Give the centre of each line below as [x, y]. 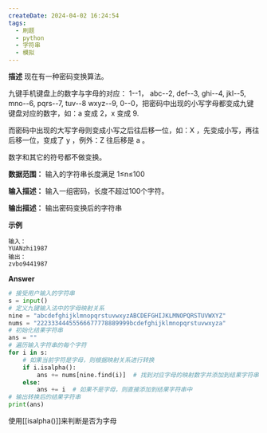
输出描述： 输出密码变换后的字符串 [65, 208]
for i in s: [28, 352]
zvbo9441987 [28, 264]
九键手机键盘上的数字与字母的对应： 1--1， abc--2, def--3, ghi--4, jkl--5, [128, 93]
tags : [17, 23]
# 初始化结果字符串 [36, 331]
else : [32, 382]
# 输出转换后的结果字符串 [45, 397]
